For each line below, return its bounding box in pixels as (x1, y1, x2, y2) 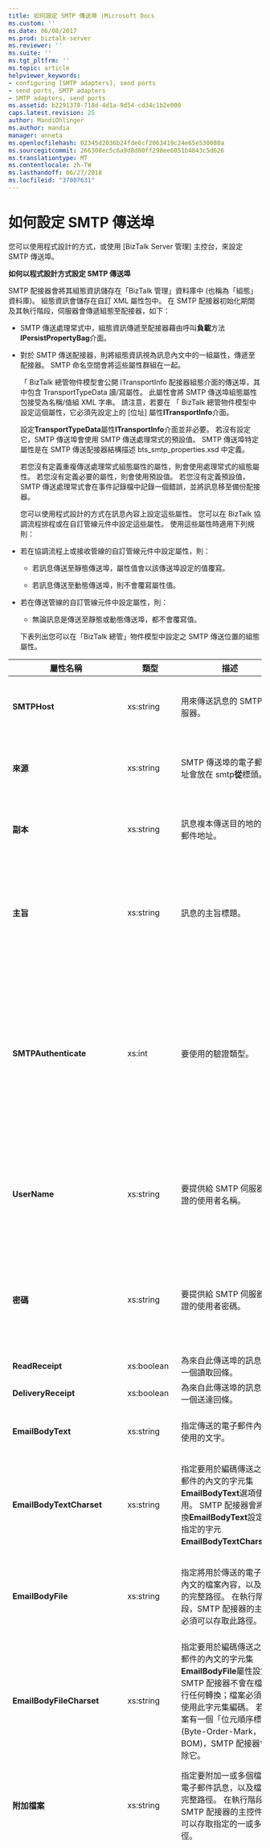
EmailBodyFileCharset (12, 1694, 100, 1706)
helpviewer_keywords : (8, 72, 81, 80)
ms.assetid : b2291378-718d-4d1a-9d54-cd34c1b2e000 (8, 101, 182, 109)
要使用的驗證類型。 (180, 1048, 254, 1059)
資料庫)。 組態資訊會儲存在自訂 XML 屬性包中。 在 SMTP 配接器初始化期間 (8, 295, 256, 306)
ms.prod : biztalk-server (8, 34, 92, 43)
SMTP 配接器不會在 (180, 1678, 255, 1689)
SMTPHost (12, 700, 55, 712)
